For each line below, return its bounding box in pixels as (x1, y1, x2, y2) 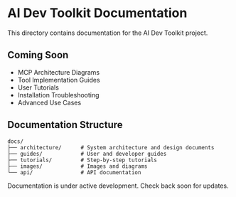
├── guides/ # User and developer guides (7, 150, 167, 157)
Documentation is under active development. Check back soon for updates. (7, 181, 229, 190)
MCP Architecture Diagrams (17, 68, 100, 76)
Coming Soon (7, 49, 69, 61)
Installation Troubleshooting (17, 90, 100, 99)
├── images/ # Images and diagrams (7, 162, 148, 170)
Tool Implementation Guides (17, 75, 101, 84)
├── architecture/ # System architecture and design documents (7, 144, 215, 151)
